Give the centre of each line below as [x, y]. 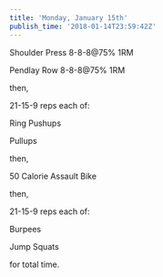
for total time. [35, 264]
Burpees [25, 229]
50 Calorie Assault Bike [53, 176]
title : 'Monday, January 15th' [69, 18]
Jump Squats [34, 246]
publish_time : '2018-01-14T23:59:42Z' [83, 26]
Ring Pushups [36, 123]
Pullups [24, 140]
